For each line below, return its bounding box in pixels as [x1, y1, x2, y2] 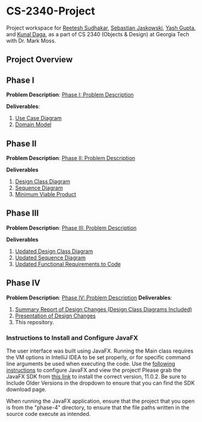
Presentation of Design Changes [14, 312, 96, 319]
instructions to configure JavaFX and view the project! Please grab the [6, 366, 181, 374]
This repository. [14, 318, 54, 325]
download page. [6, 385, 47, 393]
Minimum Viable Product [14, 190, 77, 197]
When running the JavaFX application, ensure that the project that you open [6, 397, 195, 404]
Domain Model [14, 121, 52, 128]
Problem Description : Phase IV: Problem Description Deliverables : [6, 294, 172, 301]
